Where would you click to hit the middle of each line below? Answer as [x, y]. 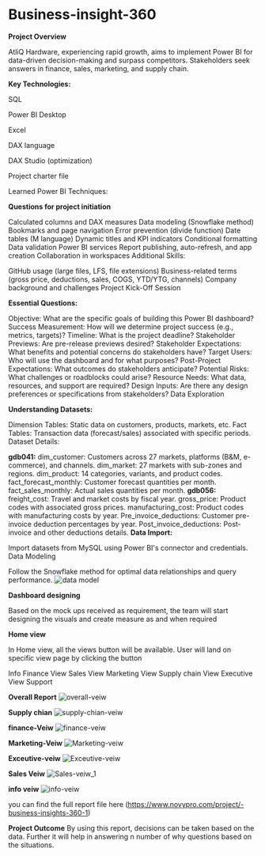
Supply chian [30, 712]
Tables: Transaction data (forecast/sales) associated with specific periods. [130, 433]
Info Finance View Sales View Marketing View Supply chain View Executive [131, 673]
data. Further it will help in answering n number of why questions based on [130, 836]
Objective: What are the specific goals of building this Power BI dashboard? [131, 318]
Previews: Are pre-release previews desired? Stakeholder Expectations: [125, 343]
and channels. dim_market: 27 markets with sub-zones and [146, 465]
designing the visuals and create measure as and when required [113, 619]
